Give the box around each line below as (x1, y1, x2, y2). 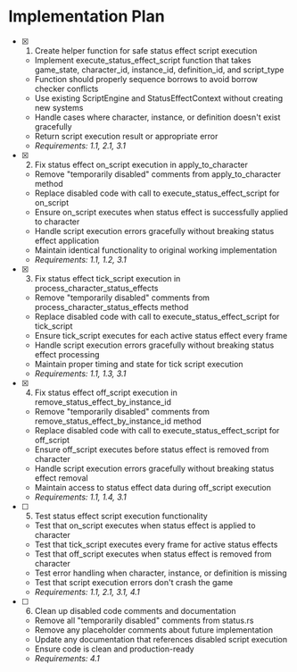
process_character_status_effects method (34, 301, 189, 312)
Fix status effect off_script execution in (34, 387, 177, 398)
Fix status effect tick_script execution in (34, 273, 181, 283)
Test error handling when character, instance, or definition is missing (34, 567, 287, 578)
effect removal (34, 472, 88, 483)
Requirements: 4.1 (34, 652, 100, 663)
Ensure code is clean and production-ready (34, 643, 194, 654)
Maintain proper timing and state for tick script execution (34, 358, 243, 369)
